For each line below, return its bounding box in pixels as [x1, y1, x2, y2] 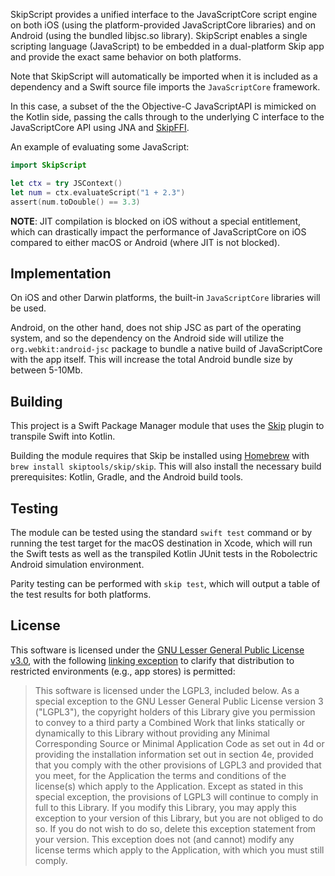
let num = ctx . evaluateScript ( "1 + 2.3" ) [10, 187, 186, 198]
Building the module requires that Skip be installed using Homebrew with [10, 450, 310, 462]
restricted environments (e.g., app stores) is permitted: [10, 665, 236, 677]
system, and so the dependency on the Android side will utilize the [10, 332, 285, 344]
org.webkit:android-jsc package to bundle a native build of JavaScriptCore [10, 343, 323, 355]
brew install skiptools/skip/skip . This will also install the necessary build [10, 460, 322, 473]
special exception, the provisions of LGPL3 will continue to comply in [34, 790, 319, 803]
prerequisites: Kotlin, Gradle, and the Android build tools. [10, 471, 244, 483]
